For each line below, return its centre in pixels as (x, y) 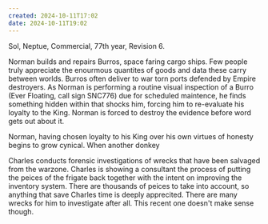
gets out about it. (36, 121)
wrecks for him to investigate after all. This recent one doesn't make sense (131, 203)
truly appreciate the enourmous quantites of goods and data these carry (127, 70)
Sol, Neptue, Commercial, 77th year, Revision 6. (87, 46)
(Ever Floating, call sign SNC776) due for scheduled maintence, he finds (127, 95)
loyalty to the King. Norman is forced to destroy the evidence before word (130, 112)
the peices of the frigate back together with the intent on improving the (125, 178)
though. (21, 211)
